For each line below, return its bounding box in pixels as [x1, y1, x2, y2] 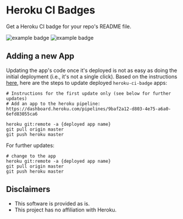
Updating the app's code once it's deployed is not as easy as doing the [6, 67, 177, 74]
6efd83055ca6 [6, 111, 38, 117]
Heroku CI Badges [6, 4, 95, 17]
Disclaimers [6, 184, 51, 194]
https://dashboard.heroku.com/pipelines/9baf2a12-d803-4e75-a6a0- [6, 106, 171, 112]
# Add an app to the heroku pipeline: [6, 101, 101, 107]
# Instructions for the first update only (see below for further [6, 90, 171, 97]
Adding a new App [6, 51, 75, 61]
